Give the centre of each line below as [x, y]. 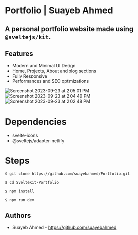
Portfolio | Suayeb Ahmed [59, 11]
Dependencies [36, 121]
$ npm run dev [20, 200]
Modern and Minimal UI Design [44, 66]
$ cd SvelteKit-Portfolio [32, 183]
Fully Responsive [30, 76]
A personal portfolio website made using [69, 29]
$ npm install [20, 191]
